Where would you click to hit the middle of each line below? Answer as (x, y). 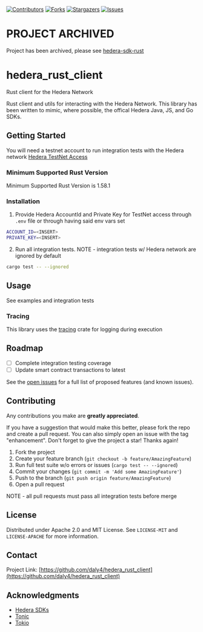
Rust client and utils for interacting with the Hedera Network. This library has (102, 104)
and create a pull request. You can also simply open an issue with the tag (98, 434)
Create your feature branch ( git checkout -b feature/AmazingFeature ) (103, 459)
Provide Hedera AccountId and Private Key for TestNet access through (103, 215)
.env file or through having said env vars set (70, 221)
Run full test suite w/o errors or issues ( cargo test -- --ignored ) (96, 465)
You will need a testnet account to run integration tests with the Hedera (95, 150)
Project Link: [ (24, 570)
